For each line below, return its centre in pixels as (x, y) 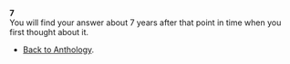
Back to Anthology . (58, 50)
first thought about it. (49, 32)
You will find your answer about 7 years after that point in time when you (145, 23)
